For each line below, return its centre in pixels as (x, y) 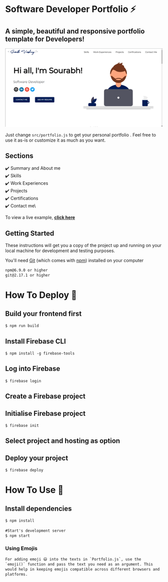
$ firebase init (22, 425)
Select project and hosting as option (63, 441)
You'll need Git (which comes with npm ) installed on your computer (74, 261)
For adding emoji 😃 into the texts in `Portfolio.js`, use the (73, 559)
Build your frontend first (43, 314)
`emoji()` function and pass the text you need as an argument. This (79, 564)
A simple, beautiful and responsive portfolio (75, 31)
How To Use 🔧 (34, 490)
